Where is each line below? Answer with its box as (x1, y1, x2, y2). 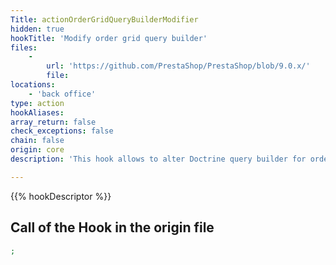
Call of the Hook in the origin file (10, 219, 215, 236)
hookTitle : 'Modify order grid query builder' (10, 33, 208, 43)
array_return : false (10, 117, 97, 127)
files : (10, 42, 38, 53)
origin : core (10, 145, 65, 155)
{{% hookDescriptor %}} (10, 190, 112, 202)
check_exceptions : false (10, 126, 114, 136)
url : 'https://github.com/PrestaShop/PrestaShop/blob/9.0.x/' (46, 61, 311, 71)
